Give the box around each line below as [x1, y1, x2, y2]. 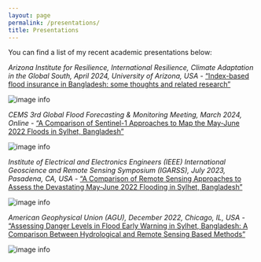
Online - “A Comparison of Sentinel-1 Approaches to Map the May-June [8, 119, 240, 128]
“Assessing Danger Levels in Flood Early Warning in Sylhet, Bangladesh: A [8, 221, 248, 231]
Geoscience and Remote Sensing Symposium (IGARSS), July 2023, [8, 166, 226, 175]
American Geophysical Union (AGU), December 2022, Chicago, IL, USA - [8, 213, 245, 223]
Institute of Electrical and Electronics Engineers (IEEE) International [8, 157, 226, 167]
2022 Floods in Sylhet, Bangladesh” [8, 127, 124, 136]
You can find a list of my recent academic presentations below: [8, 48, 212, 57]
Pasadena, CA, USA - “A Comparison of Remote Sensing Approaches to [8, 174, 242, 183]
